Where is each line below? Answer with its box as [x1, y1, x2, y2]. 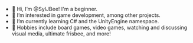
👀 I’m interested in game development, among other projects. [11, 12, 161, 19]
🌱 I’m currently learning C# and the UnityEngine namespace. [11, 18, 159, 24]
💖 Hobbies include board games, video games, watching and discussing [11, 24, 188, 31]
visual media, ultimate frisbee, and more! [11, 30, 111, 37]
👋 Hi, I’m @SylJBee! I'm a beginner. [11, 6, 98, 12]
